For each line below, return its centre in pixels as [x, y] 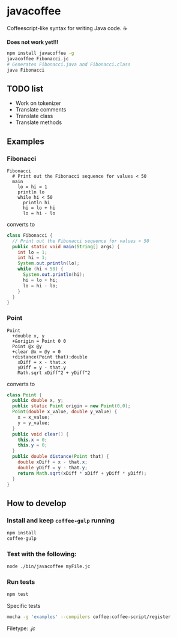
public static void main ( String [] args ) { [66, 246]
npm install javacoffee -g [40, 53]
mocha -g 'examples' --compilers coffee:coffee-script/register [89, 617]
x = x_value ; [34, 418]
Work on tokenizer [38, 103]
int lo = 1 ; [32, 252]
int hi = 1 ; [32, 258]
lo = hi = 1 [32, 187]
